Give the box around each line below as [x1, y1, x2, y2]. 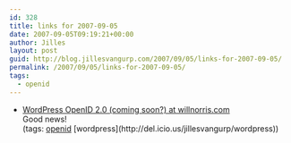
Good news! [21, 114, 67, 124]
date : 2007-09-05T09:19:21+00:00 [9, 29, 134, 38]
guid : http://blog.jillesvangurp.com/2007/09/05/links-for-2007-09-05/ [9, 55, 282, 63]
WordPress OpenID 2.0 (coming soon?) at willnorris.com [21, 104, 230, 114]
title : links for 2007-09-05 [9, 21, 118, 30]
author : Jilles [9, 38, 66, 47]
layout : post [9, 46, 58, 55]
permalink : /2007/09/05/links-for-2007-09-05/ [9, 63, 186, 72]
